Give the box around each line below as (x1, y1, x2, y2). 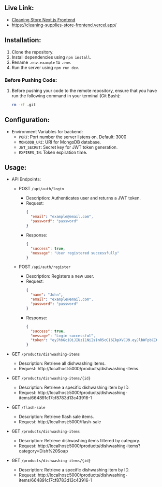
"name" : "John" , (30, 292, 63, 297)
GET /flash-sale (11, 404, 45, 410)
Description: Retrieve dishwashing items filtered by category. (18, 438, 141, 444)
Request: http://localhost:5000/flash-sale (18, 419, 101, 425)
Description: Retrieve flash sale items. (18, 414, 94, 420)
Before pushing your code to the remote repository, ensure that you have (11, 88, 157, 93)
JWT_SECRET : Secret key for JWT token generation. (18, 144, 118, 150)
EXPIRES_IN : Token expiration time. (18, 149, 88, 155)
